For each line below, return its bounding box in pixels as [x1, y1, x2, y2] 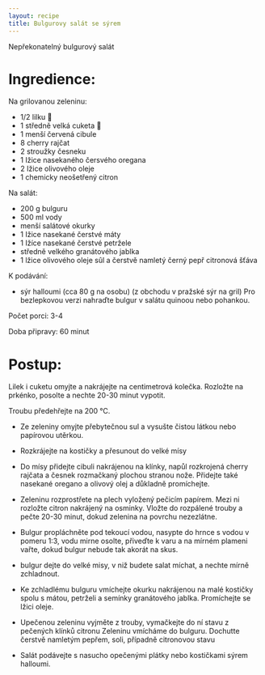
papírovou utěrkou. [19, 431, 84, 440]
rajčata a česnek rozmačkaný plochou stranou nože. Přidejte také [19, 470, 238, 480]
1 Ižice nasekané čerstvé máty [19, 230, 121, 240]
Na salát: [8, 188, 38, 198]
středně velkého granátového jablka [19, 247, 140, 257]
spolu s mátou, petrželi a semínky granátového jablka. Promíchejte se [19, 593, 251, 603]
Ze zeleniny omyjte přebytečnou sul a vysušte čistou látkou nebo [19, 422, 237, 431]
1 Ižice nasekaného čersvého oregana [19, 155, 147, 165]
